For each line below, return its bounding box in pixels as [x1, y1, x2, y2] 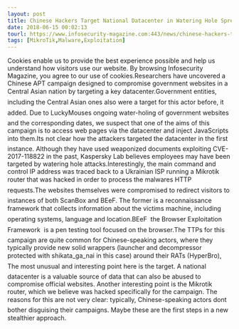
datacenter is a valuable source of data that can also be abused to [7, 272, 201, 281]
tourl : [7, 30, 27, 38]
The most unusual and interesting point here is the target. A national [7, 262, 206, 271]
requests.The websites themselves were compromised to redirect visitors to [7, 186, 230, 194]
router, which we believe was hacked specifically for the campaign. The [7, 288, 218, 296]
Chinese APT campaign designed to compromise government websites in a [7, 79, 228, 88]
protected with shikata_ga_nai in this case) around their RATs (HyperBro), [7, 251, 222, 260]
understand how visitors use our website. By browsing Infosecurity [7, 64, 203, 73]
